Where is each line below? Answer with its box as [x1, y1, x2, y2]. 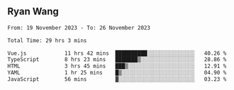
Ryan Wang [7, 6, 59, 18]
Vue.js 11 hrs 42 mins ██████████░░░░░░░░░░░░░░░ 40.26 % [7, 49, 227, 57]
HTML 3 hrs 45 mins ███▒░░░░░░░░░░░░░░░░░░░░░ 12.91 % [7, 63, 227, 70]
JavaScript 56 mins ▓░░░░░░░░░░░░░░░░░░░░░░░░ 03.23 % [7, 76, 227, 83]
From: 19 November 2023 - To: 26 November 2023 [7, 24, 151, 31]
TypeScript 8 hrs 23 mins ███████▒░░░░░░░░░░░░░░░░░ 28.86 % [7, 56, 227, 63]
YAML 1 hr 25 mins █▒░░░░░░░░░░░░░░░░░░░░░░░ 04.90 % [7, 70, 227, 77]
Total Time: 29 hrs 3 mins [7, 37, 87, 44]
